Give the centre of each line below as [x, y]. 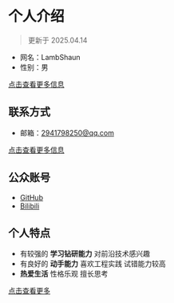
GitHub [32, 197]
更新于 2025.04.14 [57, 40]
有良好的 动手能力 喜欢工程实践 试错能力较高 [93, 264]
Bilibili [30, 206]
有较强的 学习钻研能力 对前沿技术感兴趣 [85, 254]
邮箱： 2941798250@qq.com [67, 132]
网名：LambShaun [50, 57]
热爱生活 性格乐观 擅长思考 [64, 274]
